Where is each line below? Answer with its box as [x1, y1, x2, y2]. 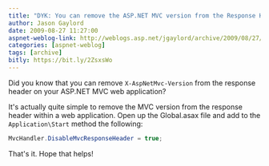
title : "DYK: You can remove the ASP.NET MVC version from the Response [8, 11, 256, 20]
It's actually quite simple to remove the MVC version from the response [8, 101, 243, 112]
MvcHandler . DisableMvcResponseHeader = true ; [8, 134, 163, 142]
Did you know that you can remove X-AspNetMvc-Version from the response [8, 77, 256, 88]
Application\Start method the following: [8, 119, 143, 128]
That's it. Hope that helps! [8, 148, 94, 158]
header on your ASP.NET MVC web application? [8, 86, 167, 96]
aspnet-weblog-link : [8, 34, 78, 42]
